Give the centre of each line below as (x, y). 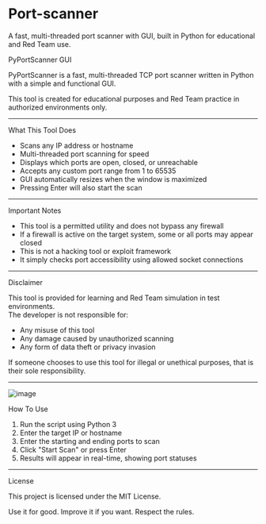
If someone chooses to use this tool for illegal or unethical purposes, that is (131, 362)
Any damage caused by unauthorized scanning (97, 338)
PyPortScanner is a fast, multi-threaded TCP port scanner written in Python (131, 75)
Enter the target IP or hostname (71, 433)
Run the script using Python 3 (68, 424)
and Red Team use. (40, 44)
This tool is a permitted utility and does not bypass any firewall (122, 225)
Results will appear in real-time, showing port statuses (108, 458)
